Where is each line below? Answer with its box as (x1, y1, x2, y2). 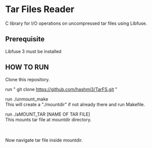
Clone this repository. (5, 76, 50, 82)
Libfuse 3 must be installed (5, 48, 62, 54)
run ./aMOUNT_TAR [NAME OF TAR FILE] (5, 111, 90, 117)
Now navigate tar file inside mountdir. (5, 137, 83, 143)
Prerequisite (5, 35, 45, 43)
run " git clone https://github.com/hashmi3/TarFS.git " (5, 86, 118, 92)
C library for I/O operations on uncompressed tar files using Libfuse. (5, 20, 147, 26)
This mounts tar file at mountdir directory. (5, 116, 92, 122)
